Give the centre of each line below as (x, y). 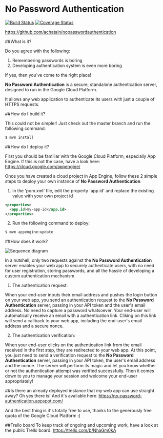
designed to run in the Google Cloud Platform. (51, 89)
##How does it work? (26, 241)
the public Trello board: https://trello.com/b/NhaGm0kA (61, 430)
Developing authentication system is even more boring (67, 65)
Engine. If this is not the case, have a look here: (52, 161)
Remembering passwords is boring (47, 60)
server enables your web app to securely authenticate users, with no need (80, 266)
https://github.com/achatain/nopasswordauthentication (61, 32)
